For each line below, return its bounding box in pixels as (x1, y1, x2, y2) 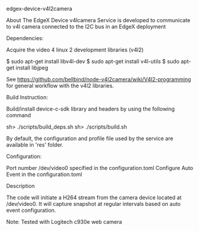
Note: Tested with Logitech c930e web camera (6, 218, 122, 225)
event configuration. (6, 206, 56, 214)
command (6, 112, 31, 118)
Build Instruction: (6, 94, 48, 101)
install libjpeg (16, 64, 49, 71)
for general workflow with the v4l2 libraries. (6, 82, 114, 89)
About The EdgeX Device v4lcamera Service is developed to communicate (6, 17, 191, 23)
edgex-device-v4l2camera (6, 5, 73, 12)
